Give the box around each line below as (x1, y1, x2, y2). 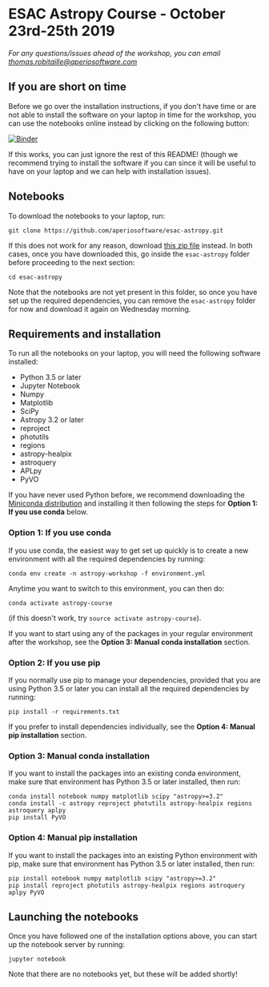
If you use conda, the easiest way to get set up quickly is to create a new (8, 546, 249, 555)
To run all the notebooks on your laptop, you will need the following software (8, 348, 261, 358)
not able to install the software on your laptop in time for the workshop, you (8, 110, 257, 119)
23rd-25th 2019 (8, 22, 115, 40)
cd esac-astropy (8, 273, 62, 281)
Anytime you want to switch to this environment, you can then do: (8, 583, 225, 593)
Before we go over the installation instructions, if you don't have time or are (8, 101, 257, 111)
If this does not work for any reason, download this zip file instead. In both (8, 240, 254, 250)
